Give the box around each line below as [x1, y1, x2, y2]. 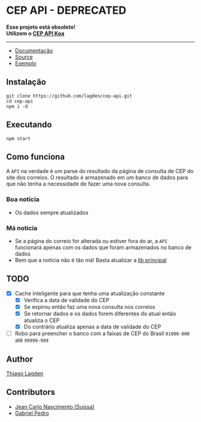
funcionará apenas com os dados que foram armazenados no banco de [14, 244, 192, 251]
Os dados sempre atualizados [14, 209, 89, 216]
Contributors [6, 387, 56, 397]
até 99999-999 [14, 336, 49, 344]
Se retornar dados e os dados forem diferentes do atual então [23, 309, 176, 317]
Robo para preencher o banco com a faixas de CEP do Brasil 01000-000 [14, 330, 190, 337]
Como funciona [6, 151, 65, 162]
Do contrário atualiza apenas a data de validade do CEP [23, 323, 162, 330]
